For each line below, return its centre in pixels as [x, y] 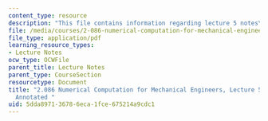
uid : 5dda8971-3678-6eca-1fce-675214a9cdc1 [82, 104]
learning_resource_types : [51, 45]
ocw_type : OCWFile [39, 60]
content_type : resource [48, 16]
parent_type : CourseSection [55, 75]
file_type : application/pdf [55, 38]
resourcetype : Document [48, 82]
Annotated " [35, 97]
